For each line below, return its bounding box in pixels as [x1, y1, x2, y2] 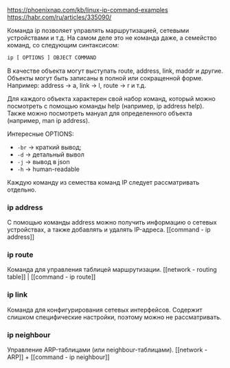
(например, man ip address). [7, 116, 91, 124]
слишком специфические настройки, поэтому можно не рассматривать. [7, 312, 222, 321]
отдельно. [7, 185, 36, 194]
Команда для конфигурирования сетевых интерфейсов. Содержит [7, 306, 203, 314]
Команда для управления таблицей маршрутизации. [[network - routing [7, 266, 218, 274]
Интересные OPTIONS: [7, 130, 74, 138]
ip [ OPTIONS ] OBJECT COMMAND [7, 54, 97, 61]
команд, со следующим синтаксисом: [7, 41, 119, 49]
